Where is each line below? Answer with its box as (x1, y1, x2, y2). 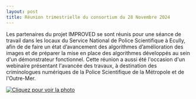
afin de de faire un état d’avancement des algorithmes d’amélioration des (6, 43, 184, 50)
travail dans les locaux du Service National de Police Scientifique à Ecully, (6, 37, 186, 44)
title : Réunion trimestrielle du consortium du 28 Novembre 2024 (6, 14, 170, 20)
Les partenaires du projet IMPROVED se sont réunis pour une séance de (6, 30, 181, 37)
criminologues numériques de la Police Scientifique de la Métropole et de (6, 68, 185, 75)
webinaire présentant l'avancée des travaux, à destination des (6, 62, 158, 69)
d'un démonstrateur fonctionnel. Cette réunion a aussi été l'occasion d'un (6, 56, 185, 63)
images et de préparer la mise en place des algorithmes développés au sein (6, 49, 190, 56)
